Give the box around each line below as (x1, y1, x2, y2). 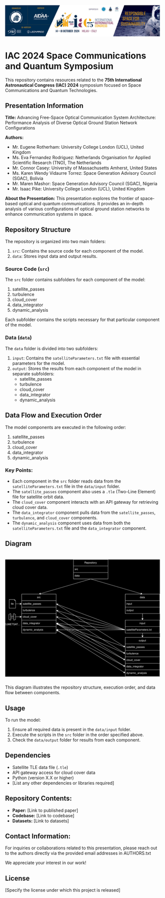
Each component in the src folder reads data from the (12, 478, 121, 484)
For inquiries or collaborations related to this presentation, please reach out (5, 845, 158, 851)
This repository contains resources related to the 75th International (5, 77, 142, 83)
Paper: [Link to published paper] (12, 807, 79, 813)
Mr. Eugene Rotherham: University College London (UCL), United (12, 144, 144, 150)
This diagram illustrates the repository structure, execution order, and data (5, 684, 156, 690)
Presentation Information (5, 101, 83, 110)
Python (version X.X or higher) (12, 774, 74, 780)
